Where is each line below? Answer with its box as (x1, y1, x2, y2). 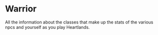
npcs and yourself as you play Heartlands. (5, 24, 90, 30)
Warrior (5, 3, 37, 14)
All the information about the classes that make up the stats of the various (5, 19, 154, 25)
